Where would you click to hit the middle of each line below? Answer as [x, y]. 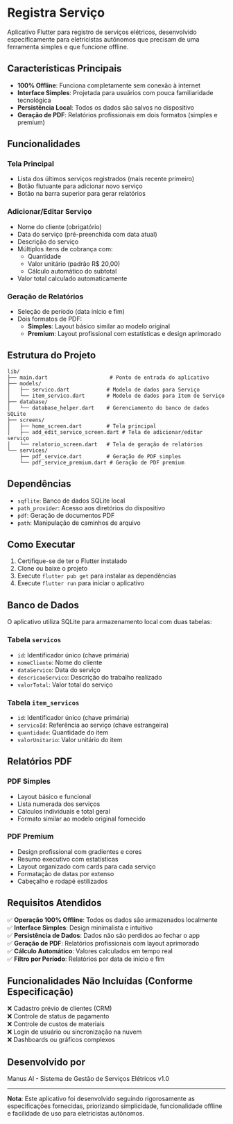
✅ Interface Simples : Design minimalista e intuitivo [80, 928]
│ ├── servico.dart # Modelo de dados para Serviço [103, 389]
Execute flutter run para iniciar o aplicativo [80, 583]
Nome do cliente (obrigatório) [59, 226]
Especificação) [41, 992]
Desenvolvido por [46, 1062]
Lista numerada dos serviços [59, 804]
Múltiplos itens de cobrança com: [65, 249]
